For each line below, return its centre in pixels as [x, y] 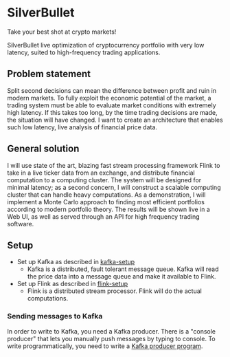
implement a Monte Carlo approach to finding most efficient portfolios [106, 202]
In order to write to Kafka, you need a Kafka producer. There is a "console [112, 331]
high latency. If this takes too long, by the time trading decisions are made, [112, 112]
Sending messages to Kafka [55, 316]
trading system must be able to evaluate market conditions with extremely [112, 105]
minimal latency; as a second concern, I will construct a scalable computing [114, 187]
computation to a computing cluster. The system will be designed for [104, 180]
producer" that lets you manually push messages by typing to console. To [111, 338]
